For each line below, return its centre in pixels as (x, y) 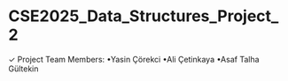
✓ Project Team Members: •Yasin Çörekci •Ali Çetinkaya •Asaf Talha (134, 59)
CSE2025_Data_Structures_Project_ (144, 16)
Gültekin (23, 69)
